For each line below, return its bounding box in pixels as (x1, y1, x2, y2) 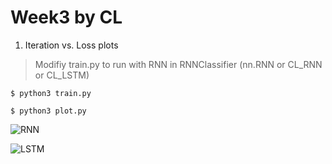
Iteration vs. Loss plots (24, 39, 119, 51)
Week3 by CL (10, 6, 123, 29)
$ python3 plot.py (10, 106, 87, 116)
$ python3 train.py (10, 88, 92, 98)
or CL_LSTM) (34, 69, 90, 81)
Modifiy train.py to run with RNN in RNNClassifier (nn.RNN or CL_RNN (34, 58, 323, 70)
